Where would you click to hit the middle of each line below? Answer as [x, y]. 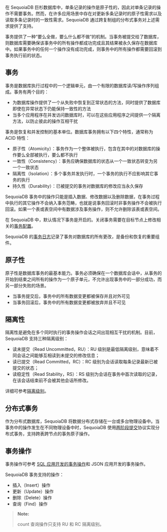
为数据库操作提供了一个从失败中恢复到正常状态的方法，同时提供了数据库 [86, 102]
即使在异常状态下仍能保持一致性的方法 [51, 108]
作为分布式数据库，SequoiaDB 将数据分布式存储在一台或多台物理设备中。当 [83, 421]
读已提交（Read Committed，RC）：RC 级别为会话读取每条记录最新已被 [85, 362]
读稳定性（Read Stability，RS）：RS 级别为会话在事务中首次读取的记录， [86, 374]
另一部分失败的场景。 [27, 285]
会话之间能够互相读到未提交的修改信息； [58, 355]
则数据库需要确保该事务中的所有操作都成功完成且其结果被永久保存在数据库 [81, 43]
